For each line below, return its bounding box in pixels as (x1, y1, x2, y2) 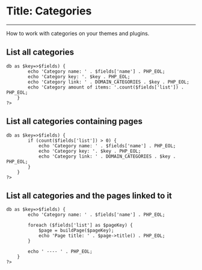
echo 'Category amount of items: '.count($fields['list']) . (28, 84, 185, 90)
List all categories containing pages (6, 116, 143, 127)
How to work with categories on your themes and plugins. (6, 29, 150, 37)
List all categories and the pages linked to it (6, 191, 173, 201)
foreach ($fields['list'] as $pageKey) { (28, 222, 133, 229)
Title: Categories (6, 4, 92, 18)
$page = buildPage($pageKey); (38, 227, 114, 234)
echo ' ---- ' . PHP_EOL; (28, 248, 93, 255)
